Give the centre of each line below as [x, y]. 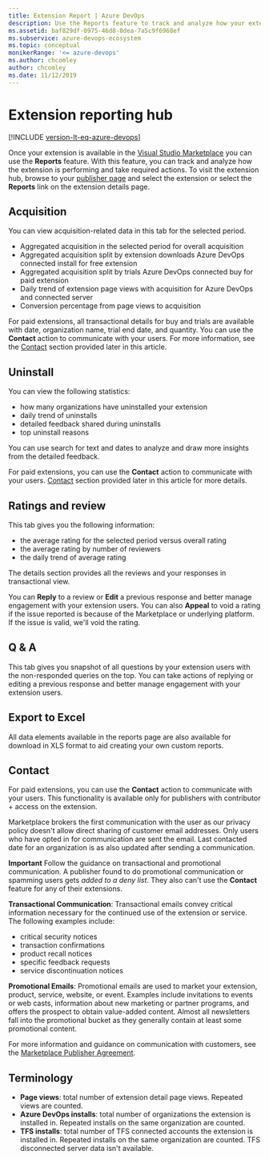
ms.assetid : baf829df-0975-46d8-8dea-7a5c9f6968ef [94, 30]
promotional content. [43, 1029]
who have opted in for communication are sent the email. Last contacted [128, 839]
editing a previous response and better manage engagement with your [124, 684]
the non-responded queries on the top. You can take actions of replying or [131, 675]
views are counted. [51, 1106]
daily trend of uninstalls [58, 415]
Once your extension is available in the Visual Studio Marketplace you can [130, 152]
